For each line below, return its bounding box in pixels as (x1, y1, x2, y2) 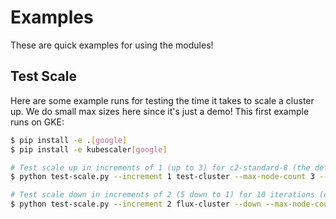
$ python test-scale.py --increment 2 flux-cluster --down (10, 199, 262, 210)
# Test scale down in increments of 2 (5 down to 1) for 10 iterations (10, 190, 315, 200)
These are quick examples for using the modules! (10, 39, 214, 51)
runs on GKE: (10, 116, 65, 128)
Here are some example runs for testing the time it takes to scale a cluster (10, 94, 315, 106)
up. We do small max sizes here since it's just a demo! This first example (10, 105, 310, 117)
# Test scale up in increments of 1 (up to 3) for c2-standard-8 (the (10, 162, 311, 173)
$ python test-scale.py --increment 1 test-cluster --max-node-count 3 (10, 172, 315, 182)
